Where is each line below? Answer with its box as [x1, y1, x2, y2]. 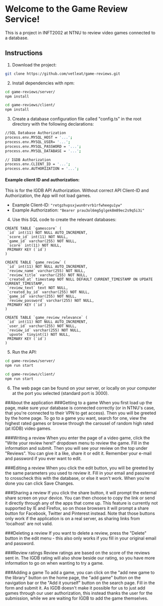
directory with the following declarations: [12, 121, 94, 127]
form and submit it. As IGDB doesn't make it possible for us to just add [5, 585, 146, 590]
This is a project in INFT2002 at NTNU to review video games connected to [5, 30, 156, 35]
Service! [5, 14, 40, 25]
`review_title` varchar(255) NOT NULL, [7, 273, 88, 278]
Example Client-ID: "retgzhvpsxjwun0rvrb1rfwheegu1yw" [12, 202, 123, 208]
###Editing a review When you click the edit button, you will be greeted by [5, 465, 154, 471]
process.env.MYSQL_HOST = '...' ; [5, 135, 73, 140]
